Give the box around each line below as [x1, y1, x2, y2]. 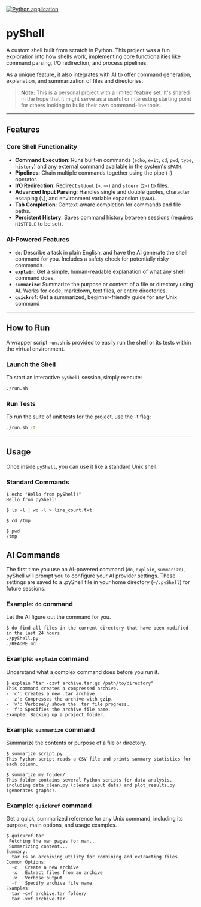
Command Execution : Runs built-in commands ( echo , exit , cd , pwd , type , [14, 156, 193, 163]
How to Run [6, 323, 50, 333]
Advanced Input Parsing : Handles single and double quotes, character [14, 188, 190, 195]
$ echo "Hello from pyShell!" [6, 492, 82, 498]
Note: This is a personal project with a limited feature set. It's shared [20, 89, 190, 96]
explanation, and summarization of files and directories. [6, 77, 144, 84]
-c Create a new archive [11, 864, 79, 870]
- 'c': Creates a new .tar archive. [6, 690, 98, 696]
